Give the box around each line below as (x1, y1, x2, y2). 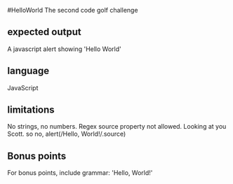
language (7, 65, 50, 77)
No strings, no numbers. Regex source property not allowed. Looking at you (7, 122, 227, 131)
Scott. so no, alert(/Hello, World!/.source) (7, 129, 126, 139)
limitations (7, 104, 55, 116)
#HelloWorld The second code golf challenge (7, 6, 138, 14)
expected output (7, 26, 82, 38)
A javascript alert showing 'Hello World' (7, 45, 121, 53)
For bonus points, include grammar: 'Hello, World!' (7, 169, 153, 177)
